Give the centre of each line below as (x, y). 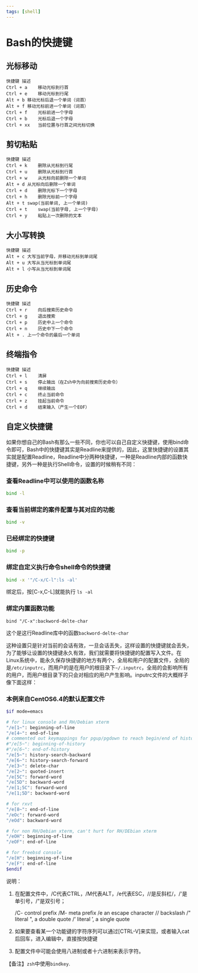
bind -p (16, 551)
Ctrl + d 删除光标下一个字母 (42, 191)
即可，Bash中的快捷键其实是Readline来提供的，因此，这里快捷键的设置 (97, 449)
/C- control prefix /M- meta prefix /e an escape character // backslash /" (103, 913)
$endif (14, 869)
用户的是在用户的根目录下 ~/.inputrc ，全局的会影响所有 (121, 667)
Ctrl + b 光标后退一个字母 (40, 118)
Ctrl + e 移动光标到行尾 (37, 94)
